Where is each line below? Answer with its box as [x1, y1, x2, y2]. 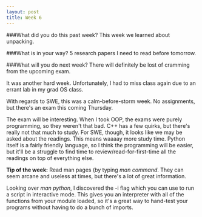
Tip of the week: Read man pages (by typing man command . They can [6, 166, 184, 173]
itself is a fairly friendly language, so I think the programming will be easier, [6, 141, 194, 149]
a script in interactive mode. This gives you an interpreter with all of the [6, 190, 184, 198]
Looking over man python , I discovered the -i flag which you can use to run [6, 184, 195, 192]
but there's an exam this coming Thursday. [6, 104, 113, 111]
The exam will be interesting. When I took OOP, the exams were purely [6, 116, 183, 123]
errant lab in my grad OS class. [6, 85, 84, 93]
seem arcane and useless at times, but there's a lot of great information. [6, 172, 186, 179]
